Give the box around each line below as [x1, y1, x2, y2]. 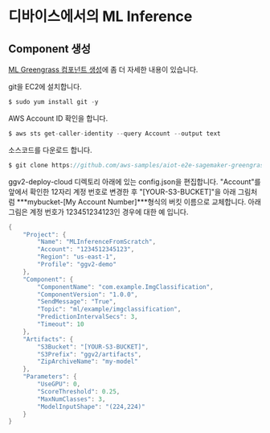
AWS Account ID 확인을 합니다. [8, 113, 108, 123]
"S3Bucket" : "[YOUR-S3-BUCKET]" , [37, 343, 149, 351]
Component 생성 [8, 42, 91, 56]
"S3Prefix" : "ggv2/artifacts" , [37, 350, 142, 358]
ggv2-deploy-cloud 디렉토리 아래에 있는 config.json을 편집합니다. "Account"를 [8, 176, 261, 186]
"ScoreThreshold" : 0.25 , [37, 387, 121, 395]
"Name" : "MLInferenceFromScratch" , [37, 238, 157, 246]
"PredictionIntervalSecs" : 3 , [37, 313, 138, 321]
